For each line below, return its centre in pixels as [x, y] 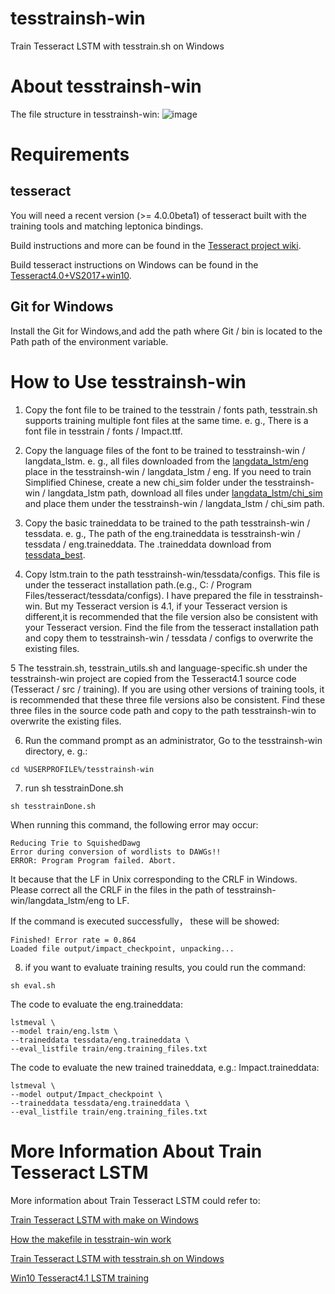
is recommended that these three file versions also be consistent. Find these [168, 699]
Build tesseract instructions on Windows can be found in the [134, 264]
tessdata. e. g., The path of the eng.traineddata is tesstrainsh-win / [162, 533]
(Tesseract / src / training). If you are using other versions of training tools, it [167, 689]
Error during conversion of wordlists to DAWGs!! [116, 852]
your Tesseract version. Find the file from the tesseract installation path [172, 627]
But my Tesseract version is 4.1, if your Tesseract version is [166, 606]
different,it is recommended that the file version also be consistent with [171, 616]
